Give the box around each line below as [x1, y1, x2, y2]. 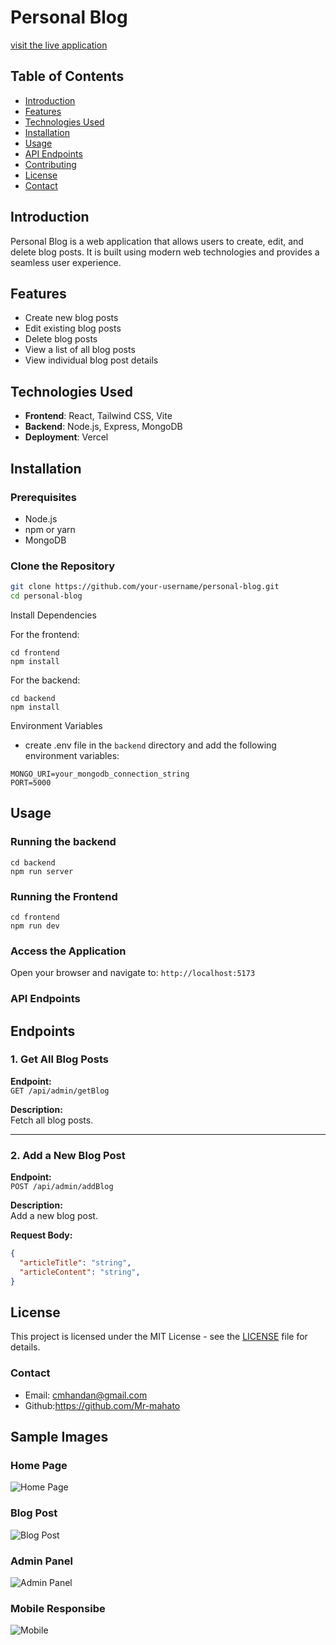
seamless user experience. [10, 256, 122, 268]
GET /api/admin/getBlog [10, 1086, 110, 1096]
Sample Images [10, 1429, 109, 1446]
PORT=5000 [10, 777, 52, 788]
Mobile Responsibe [10, 1601, 106, 1615]
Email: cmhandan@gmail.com [24, 1389, 148, 1401]
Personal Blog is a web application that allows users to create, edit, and [10, 235, 304, 247]
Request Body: [10, 1229, 73, 1241]
